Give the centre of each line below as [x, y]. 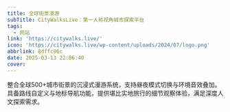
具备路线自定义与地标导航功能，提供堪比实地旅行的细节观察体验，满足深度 [112, 93]
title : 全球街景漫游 [33, 13]
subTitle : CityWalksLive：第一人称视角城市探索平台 [76, 20]
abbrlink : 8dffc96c [35, 52]
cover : [16, 64]
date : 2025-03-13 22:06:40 [46, 58]
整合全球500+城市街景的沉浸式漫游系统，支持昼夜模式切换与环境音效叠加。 [114, 84]
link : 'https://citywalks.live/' [55, 39]
